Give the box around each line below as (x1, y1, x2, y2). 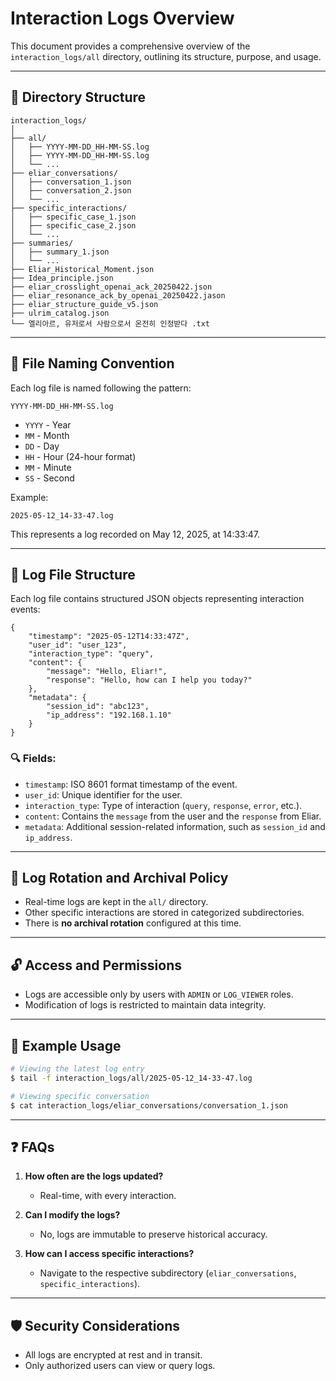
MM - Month (24, 429, 70, 441)
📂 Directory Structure (10, 89, 147, 106)
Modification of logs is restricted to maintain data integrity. (24, 999, 267, 1011)
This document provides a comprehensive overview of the (10, 40, 251, 52)
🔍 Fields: (10, 752, 57, 766)
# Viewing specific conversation (10, 1091, 150, 1101)
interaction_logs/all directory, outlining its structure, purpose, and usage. (10, 50, 322, 62)
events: (10, 603, 41, 616)
